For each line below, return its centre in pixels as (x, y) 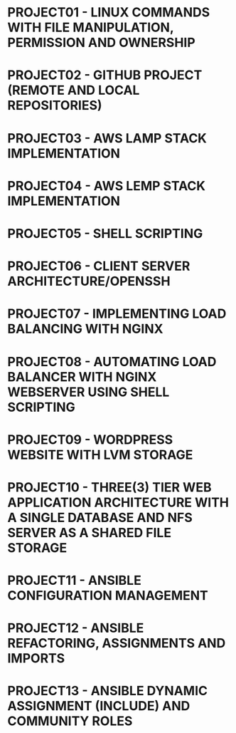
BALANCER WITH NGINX (82, 376)
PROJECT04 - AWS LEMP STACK (107, 186)
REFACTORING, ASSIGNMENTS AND (117, 644)
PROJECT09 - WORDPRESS (90, 440)
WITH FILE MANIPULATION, (91, 27)
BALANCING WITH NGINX (85, 329)
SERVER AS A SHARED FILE (90, 532)
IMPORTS (36, 659)
